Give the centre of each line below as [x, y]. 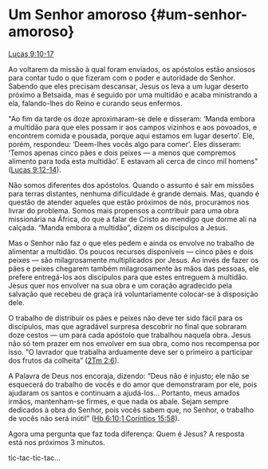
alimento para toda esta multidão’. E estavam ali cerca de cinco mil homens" [133, 161]
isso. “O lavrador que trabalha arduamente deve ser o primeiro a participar [130, 352]
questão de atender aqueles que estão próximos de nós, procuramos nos [129, 202]
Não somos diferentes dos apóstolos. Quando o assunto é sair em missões [131, 185]
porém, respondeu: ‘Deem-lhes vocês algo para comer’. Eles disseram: [125, 144]
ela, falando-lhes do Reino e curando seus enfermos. [95, 103]
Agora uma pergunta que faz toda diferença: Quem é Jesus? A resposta [126, 434]
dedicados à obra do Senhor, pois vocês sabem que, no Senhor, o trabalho [131, 410]
